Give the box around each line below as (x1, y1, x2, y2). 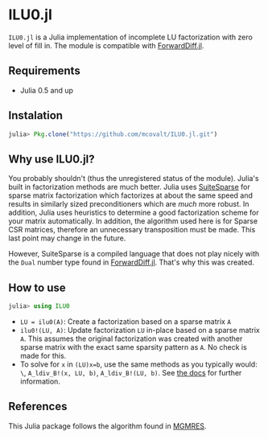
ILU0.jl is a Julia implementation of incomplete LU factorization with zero (8, 32, 254, 42)
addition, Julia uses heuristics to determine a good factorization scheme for (8, 207, 259, 218)
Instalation (8, 109, 63, 122)
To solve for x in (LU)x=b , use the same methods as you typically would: (19, 359, 258, 369)
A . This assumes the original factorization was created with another (19, 334, 243, 343)
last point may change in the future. (8, 233, 126, 243)
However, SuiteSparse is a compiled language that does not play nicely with (8, 249, 260, 259)
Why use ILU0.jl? (8, 152, 95, 166)
